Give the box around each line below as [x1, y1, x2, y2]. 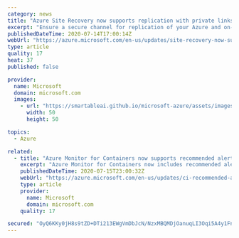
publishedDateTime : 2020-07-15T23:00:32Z [20, 168, 144, 175]
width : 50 [26, 109, 55, 117]
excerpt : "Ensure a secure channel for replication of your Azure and [7, 23, 221, 31]
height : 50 [26, 116, 59, 123]
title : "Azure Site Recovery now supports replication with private [7, 17, 215, 24]
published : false [7, 63, 59, 70]
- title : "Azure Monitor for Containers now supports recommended [14, 154, 215, 162]
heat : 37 [7, 57, 33, 64]
